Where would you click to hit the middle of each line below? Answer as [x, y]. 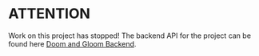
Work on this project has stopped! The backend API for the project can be [130, 35]
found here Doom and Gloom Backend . [72, 43]
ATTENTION [49, 14]
